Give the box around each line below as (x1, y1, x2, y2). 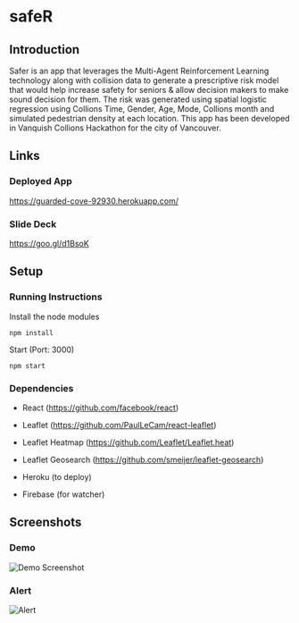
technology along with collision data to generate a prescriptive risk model (9, 75, 279, 86)
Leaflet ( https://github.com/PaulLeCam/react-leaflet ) (21, 419, 217, 430)
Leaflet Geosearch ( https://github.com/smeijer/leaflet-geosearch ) (21, 454, 264, 465)
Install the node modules (9, 311, 100, 322)
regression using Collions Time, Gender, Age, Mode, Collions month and (9, 104, 275, 114)
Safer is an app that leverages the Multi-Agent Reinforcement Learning (9, 65, 270, 76)
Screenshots (9, 515, 82, 530)
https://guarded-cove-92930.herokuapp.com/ (9, 195, 179, 206)
